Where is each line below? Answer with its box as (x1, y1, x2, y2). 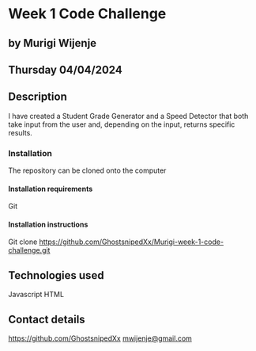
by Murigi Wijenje (8, 36, 97, 50)
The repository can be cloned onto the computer (8, 166, 167, 175)
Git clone (8, 237, 38, 246)
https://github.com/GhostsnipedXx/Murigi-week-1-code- (39, 237, 224, 246)
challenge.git (8, 246, 51, 255)
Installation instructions (8, 219, 88, 229)
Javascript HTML (8, 290, 65, 299)
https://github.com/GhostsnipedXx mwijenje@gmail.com (8, 334, 192, 343)
